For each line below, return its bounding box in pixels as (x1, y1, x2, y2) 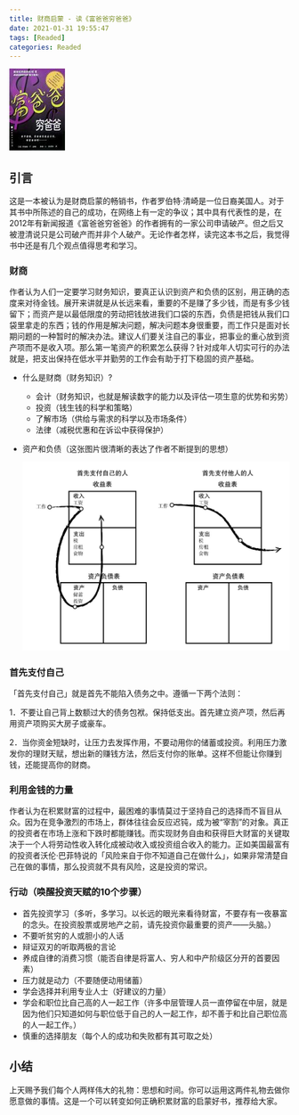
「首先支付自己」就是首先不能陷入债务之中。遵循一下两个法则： (9, 688, 243, 699)
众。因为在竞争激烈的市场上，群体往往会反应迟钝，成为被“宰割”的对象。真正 (9, 816, 289, 828)
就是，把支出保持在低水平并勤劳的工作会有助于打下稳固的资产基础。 (9, 353, 259, 365)
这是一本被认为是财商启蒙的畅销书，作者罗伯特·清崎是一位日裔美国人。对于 (9, 196, 285, 207)
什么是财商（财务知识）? (21, 373, 113, 383)
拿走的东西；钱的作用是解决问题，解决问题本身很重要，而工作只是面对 (24, 320, 282, 331)
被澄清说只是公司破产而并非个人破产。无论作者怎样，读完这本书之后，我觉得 (9, 229, 290, 240)
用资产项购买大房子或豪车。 (9, 718, 111, 729)
